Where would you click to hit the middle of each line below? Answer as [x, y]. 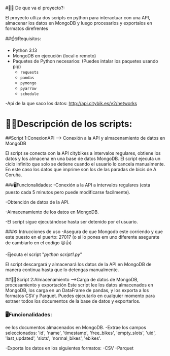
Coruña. [14, 175]
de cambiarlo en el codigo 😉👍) [39, 242]
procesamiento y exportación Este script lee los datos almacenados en [79, 285]
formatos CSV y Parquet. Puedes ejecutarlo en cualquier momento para [80, 296]
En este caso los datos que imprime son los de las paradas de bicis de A [81, 169]
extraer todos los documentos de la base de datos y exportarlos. [73, 301]
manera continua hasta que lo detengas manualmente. [62, 270]
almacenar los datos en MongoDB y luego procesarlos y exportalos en [79, 23]
